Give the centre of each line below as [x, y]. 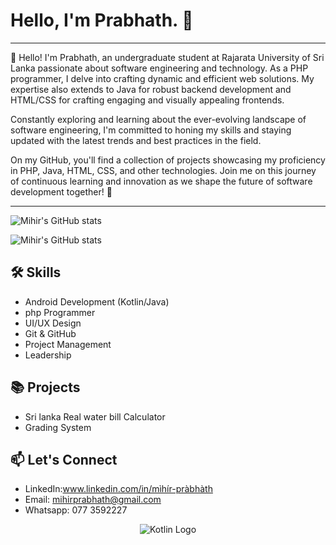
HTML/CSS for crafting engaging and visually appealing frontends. [147, 100]
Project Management [68, 344]
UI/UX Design [53, 323]
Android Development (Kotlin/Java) [97, 301]
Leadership [48, 355]
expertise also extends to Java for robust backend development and [151, 89]
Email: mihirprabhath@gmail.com [93, 500]
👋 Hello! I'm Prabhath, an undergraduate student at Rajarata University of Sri [167, 57]
